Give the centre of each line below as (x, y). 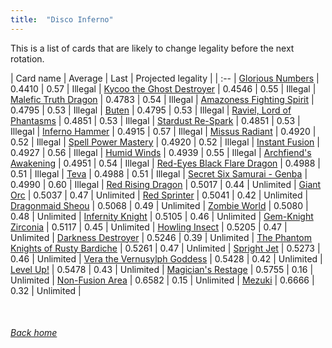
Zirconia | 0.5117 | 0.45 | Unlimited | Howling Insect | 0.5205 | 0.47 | (149, 227)
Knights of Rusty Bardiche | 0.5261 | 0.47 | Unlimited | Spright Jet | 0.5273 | (165, 248)
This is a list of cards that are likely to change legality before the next (152, 48)
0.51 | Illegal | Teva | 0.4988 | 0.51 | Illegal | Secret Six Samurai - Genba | (159, 173)
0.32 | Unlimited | (46, 290)
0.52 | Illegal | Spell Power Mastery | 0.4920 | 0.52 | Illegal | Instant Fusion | (165, 142)
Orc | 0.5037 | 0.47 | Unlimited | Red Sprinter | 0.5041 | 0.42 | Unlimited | (159, 195)
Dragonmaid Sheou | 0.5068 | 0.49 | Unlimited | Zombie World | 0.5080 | (159, 205)
